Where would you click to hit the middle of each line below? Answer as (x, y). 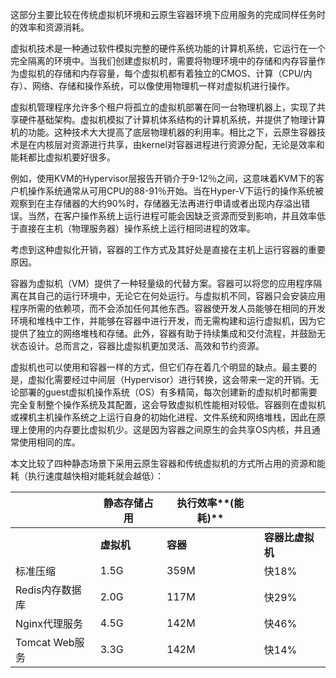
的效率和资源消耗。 (50, 27)
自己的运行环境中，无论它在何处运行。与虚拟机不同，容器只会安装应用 (181, 296)
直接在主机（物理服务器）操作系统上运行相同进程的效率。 (137, 228)
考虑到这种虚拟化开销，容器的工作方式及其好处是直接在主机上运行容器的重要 (168, 249)
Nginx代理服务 (49, 623)
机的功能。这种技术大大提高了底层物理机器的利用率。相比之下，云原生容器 (163, 132)
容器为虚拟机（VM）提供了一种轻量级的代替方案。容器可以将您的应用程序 (162, 283)
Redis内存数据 (48, 590)
